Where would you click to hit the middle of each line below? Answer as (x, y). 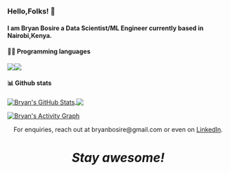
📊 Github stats (30, 83)
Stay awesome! (118, 158)
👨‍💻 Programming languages (49, 51)
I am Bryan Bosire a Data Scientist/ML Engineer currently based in (106, 28)
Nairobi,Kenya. (30, 35)
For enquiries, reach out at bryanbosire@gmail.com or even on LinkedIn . (118, 129)
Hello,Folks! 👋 (31, 11)
